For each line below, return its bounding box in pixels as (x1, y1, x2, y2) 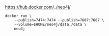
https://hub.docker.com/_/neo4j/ (5, 4, 71, 10)
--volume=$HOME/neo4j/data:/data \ (14, 22, 87, 27)
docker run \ (5, 14, 32, 18)
